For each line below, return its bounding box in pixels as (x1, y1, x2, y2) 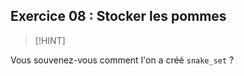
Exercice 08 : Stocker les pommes (10, 8, 227, 25)
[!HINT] (34, 34, 66, 46)
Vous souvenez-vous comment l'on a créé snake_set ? (10, 54, 235, 66)
